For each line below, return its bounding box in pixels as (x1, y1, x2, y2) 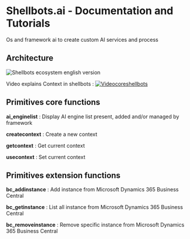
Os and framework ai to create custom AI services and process (6, 36, 159, 43)
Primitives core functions (6, 97, 101, 107)
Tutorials (6, 16, 50, 30)
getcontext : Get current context (6, 142, 85, 149)
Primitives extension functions (6, 170, 121, 180)
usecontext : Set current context (6, 153, 86, 160)
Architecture (6, 53, 54, 63)
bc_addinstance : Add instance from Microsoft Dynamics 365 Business (6, 186, 179, 193)
